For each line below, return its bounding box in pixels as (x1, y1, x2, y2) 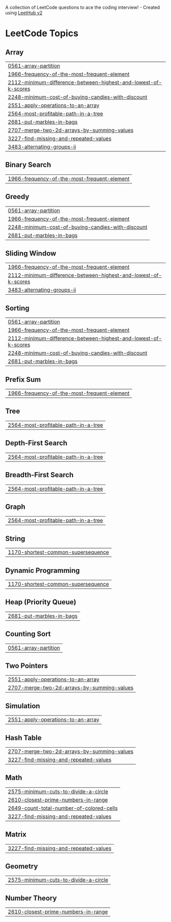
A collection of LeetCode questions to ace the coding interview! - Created (5, 5, 160, 10)
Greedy (5, 192, 30, 201)
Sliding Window (5, 249, 56, 258)
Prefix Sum (5, 375, 41, 384)
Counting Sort (5, 630, 51, 638)
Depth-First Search (5, 439, 68, 448)
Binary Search (5, 161, 51, 169)
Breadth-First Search (5, 471, 74, 479)
